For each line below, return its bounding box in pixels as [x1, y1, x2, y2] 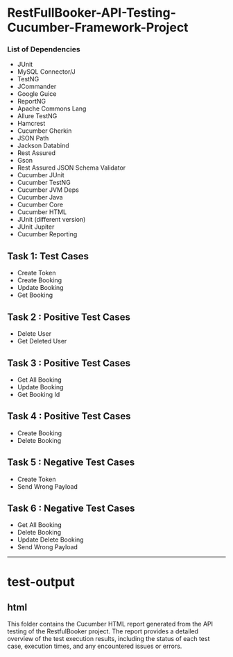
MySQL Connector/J [17, 67, 76, 76]
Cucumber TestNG [17, 179, 71, 187]
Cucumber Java [17, 193, 64, 202]
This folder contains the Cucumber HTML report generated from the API [7, 620, 214, 628]
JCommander [17, 82, 57, 91]
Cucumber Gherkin [17, 127, 72, 135]
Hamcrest [17, 120, 46, 128]
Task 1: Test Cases [7, 250, 89, 262]
